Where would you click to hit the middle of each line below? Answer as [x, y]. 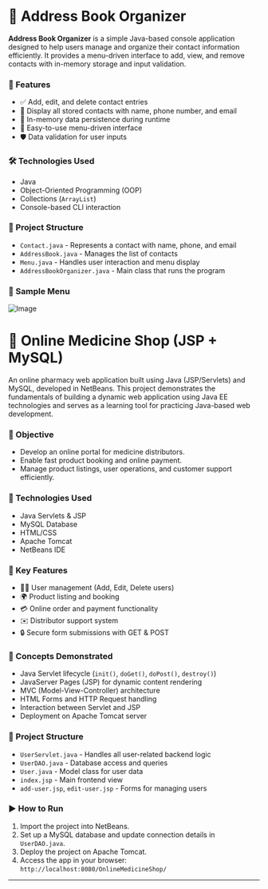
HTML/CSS [38, 532]
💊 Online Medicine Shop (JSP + [113, 341]
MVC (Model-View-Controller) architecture [90, 691]
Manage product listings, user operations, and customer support [126, 469]
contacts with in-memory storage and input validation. [97, 64]
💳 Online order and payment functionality [89, 608]
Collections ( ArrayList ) [58, 198]
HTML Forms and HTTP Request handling [88, 699]
